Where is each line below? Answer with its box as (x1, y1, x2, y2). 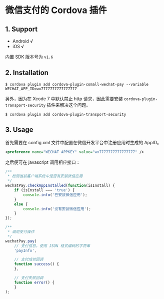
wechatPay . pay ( (5, 238, 37, 243)
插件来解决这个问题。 (46, 102, 91, 108)
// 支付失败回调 (14, 275, 43, 280)
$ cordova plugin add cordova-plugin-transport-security (5, 112, 126, 117)
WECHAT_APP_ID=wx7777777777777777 (5, 86, 77, 91)
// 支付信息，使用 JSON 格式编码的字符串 (14, 243, 90, 248)
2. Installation (5, 69, 49, 77)
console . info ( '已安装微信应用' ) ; (23, 192, 87, 197)
